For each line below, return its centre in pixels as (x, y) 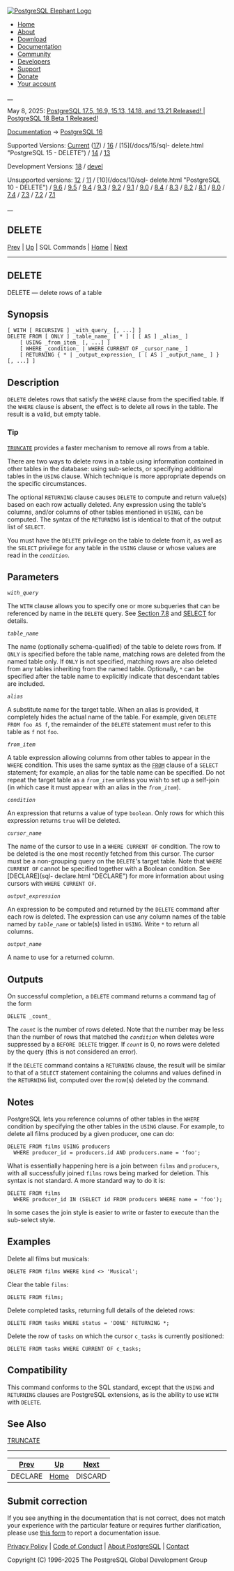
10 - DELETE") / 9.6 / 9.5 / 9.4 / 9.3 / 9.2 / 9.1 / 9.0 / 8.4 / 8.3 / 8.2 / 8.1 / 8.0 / (116, 187)
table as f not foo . (33, 732)
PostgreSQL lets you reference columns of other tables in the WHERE (104, 1119)
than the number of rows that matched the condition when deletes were (111, 1037)
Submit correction (47, 1501)
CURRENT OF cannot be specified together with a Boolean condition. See (109, 869)
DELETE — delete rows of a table (55, 292)
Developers (34, 62)
